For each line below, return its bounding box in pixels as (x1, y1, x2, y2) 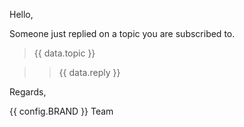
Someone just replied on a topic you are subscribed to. (9, 28, 236, 39)
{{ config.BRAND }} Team (9, 105, 114, 117)
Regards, (9, 86, 47, 98)
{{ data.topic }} (33, 47, 96, 59)
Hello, (9, 9, 34, 20)
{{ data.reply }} (58, 67, 121, 78)
